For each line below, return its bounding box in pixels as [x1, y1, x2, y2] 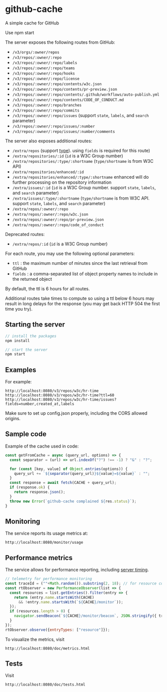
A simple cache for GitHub [5, 20, 60, 26]
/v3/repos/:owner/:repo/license [12, 76, 80, 81]
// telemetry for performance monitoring [5, 577, 92, 581]
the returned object [12, 276, 52, 282]
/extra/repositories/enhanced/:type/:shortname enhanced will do [12, 174, 149, 180]
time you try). [5, 306, 33, 312]
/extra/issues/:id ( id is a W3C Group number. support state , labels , [12, 184, 156, 190]
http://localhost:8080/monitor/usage [5, 540, 83, 545]
